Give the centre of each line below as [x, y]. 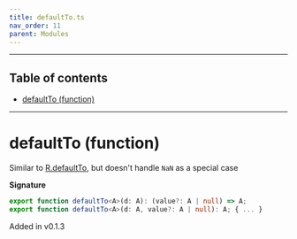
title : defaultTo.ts [47, 17]
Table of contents [58, 77]
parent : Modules [39, 34]
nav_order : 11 [35, 26]
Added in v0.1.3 [37, 226]
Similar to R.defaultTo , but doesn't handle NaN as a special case [124, 168]
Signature [28, 185]
